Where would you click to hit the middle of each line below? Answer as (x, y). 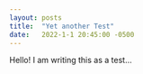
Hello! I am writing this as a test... (71, 60)
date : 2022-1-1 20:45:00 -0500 (72, 34)
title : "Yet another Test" (62, 26)
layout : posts (36, 18)
